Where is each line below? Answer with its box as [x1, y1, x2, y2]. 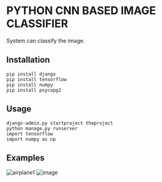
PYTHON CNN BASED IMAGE [6, 4, 156, 18]
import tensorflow [6, 131, 53, 137]
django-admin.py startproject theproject [6, 120, 114, 126]
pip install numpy [6, 82, 53, 88]
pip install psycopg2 [6, 87, 62, 93]
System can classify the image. [6, 37, 85, 44]
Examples [6, 153, 45, 163]
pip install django [6, 71, 56, 77]
